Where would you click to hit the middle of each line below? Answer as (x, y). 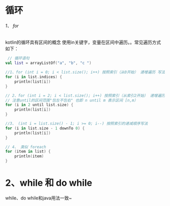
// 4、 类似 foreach (26, 147)
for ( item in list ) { (28, 152)
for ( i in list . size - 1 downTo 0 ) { (45, 128)
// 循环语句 (18, 58)
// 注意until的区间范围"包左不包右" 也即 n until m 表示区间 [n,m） (72, 100)
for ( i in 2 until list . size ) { (39, 105)
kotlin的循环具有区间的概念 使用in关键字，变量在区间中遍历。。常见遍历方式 (83, 42)
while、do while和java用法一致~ (39, 198)
